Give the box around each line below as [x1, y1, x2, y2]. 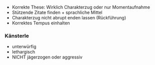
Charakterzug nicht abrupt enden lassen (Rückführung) [11, 15, 126, 20]
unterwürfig [11, 44, 36, 50]
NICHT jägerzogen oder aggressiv [11, 54, 83, 60]
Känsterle [4, 32, 29, 39]
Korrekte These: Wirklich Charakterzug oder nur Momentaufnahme [11, 4, 150, 10]
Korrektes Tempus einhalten [11, 20, 70, 26]
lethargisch [11, 49, 35, 55]
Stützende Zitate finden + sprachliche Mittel [11, 9, 103, 15]
